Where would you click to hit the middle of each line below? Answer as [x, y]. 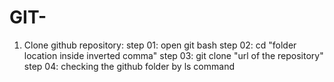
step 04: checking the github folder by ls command [129, 66]
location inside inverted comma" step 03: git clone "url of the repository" [173, 55]
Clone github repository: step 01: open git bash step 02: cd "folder [160, 45]
